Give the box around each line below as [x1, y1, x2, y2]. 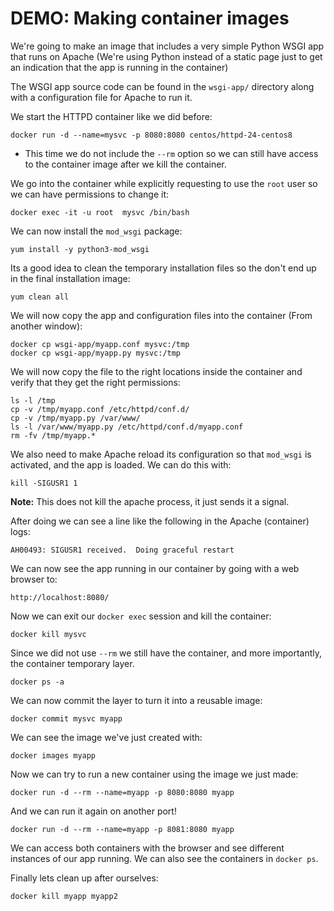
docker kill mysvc [10, 629, 87, 639]
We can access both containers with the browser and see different [10, 842, 285, 854]
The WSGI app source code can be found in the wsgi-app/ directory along [10, 80, 315, 92]
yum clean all [10, 292, 70, 302]
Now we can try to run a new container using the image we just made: [10, 768, 299, 780]
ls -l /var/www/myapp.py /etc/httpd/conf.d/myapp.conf [10, 422, 244, 432]
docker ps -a [10, 677, 65, 687]
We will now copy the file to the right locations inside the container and [10, 365, 303, 377]
